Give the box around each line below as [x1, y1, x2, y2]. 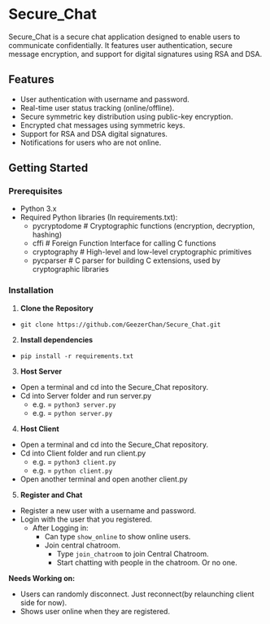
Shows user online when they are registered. [20, 606, 171, 616]
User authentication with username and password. [20, 94, 189, 104]
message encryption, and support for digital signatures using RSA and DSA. [8, 49, 263, 59]
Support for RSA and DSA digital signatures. [20, 129, 168, 138]
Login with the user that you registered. [20, 514, 153, 524]
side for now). [20, 597, 67, 607]
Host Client [20, 424, 59, 434]
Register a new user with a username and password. [20, 505, 197, 515]
